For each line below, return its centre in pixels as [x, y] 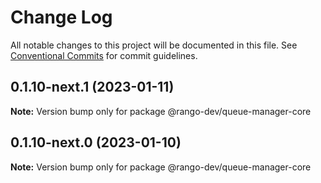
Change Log [61, 17]
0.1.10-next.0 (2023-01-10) [96, 142]
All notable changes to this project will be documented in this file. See [154, 45]
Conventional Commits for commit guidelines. [104, 55]
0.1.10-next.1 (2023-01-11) [92, 87]
